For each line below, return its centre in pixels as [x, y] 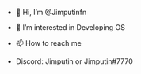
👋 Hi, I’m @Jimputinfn [51, 12]
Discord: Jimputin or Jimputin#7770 [74, 61]
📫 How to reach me [48, 43]
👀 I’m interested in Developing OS [70, 27]
